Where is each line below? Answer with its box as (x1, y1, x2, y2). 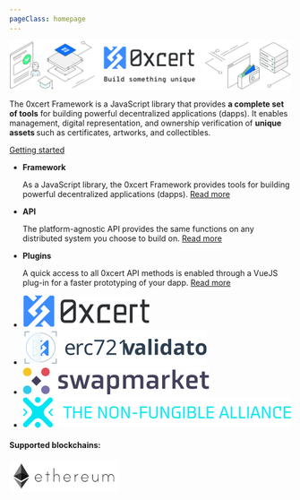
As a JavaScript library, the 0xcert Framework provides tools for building (21, 179, 290, 190)
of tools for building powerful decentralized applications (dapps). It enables (9, 108, 288, 118)
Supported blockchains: (9, 440, 101, 451)
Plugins (21, 250, 52, 261)
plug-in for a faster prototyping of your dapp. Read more (21, 277, 231, 288)
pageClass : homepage (9, 14, 87, 23)
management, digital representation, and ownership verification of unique (9, 117, 282, 128)
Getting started (9, 144, 65, 155)
